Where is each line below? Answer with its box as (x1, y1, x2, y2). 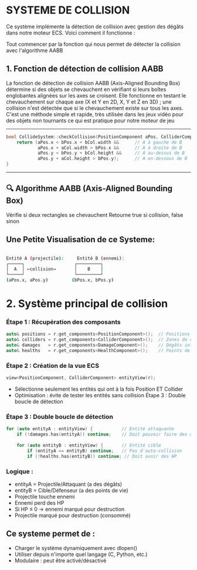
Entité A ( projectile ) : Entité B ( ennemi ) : (6, 255, 125, 261)
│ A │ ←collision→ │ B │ (6, 266, 104, 272)
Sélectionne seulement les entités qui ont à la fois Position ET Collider (14, 385, 184, 393)
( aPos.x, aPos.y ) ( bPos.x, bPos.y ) (6, 277, 114, 283)
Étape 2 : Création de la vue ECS (6, 361, 100, 370)
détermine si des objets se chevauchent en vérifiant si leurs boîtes (6, 86, 167, 93)
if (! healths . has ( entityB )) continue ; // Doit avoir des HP (27, 453, 177, 459)
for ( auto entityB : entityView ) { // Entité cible (16, 442, 161, 448)
